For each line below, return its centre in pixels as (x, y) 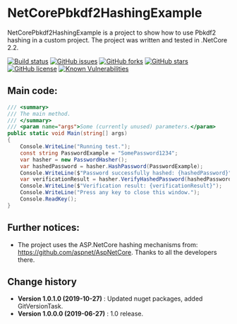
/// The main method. (39, 114)
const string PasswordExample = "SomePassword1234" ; (99, 153)
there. (26, 260)
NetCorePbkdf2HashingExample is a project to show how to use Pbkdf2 (112, 32)
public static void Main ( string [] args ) (68, 133)
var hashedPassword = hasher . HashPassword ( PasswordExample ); (111, 166)
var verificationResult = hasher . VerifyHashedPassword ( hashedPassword (126, 179)
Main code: (32, 91)
